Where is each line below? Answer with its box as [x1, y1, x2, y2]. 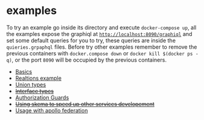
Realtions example [15, 74, 62, 82]
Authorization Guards [15, 94, 69, 101]
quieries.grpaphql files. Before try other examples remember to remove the [6, 43, 197, 51]
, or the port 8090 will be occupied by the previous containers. [12, 56, 167, 63]
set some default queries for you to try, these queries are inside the [6, 37, 176, 44]
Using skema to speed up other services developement [15, 100, 155, 107]
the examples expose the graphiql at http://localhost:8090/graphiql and [6, 30, 192, 37]
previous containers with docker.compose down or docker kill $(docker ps [6, 49, 194, 57]
